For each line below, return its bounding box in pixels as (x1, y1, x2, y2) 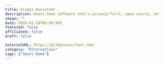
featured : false (5, 25, 38, 30)
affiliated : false (5, 29, 42, 34)
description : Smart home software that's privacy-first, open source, (5, 12, 152, 16)
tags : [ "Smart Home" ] (5, 51, 49, 56)
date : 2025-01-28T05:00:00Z (5, 20, 62, 26)
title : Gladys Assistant (5, 7, 56, 12)
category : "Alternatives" (5, 47, 58, 52)
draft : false (5, 34, 32, 39)
